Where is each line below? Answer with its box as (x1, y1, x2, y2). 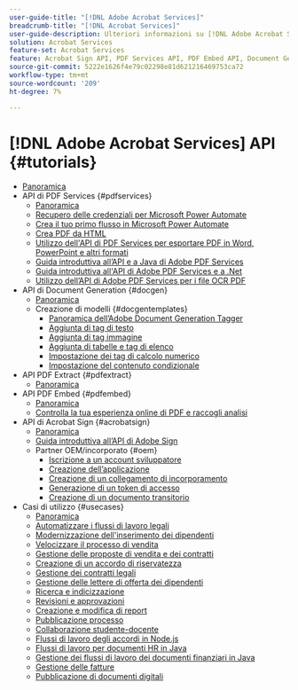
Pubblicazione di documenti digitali (35, 671, 164, 682)
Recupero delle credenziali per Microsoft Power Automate (35, 209, 247, 220)
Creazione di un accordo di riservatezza (35, 558, 182, 568)
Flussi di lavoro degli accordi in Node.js (35, 633, 179, 644)
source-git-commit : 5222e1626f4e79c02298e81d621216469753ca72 (9, 63, 244, 72)
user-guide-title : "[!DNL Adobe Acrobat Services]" (9, 12, 204, 22)
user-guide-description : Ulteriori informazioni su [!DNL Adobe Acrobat (9, 29, 284, 38)
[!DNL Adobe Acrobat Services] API (9, 133, 276, 153)
